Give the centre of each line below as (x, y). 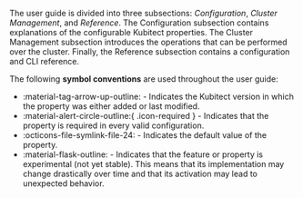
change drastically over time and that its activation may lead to (140, 173)
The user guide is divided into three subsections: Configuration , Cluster (143, 13)
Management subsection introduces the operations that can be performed (149, 42)
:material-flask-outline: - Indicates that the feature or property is (143, 154)
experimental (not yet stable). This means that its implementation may (153, 164)
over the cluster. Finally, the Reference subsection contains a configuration (150, 52)
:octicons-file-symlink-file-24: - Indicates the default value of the (144, 135)
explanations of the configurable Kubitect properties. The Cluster (131, 32)
